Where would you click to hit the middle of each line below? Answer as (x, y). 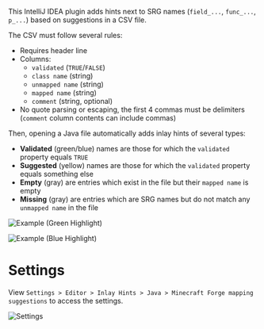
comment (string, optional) (72, 101)
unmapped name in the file (59, 208)
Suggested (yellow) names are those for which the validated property (135, 165)
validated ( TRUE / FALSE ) (68, 67)
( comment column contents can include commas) (98, 118)
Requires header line (54, 50)
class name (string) (62, 76)
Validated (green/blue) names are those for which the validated (124, 149)
